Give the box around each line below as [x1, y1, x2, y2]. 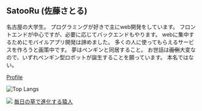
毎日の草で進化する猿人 [13, 98, 73, 105]
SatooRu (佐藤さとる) [6, 5, 87, 16]
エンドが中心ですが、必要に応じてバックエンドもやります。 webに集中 [11, 30, 189, 38]
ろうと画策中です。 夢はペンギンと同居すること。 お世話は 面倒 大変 [22, 46, 191, 53]
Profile [6, 73, 23, 81]
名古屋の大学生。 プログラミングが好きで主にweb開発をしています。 [6, 23, 179, 30]
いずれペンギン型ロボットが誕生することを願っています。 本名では [22, 54, 189, 61]
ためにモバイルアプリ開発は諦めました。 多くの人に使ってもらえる [11, 38, 179, 46]
